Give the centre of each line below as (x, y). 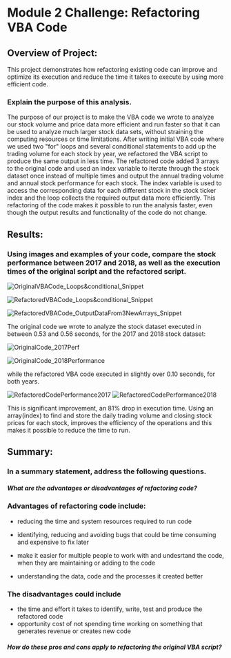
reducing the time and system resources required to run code (104, 521)
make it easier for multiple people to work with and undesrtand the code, (120, 555)
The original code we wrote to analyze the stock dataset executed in (104, 326)
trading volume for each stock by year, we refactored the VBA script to (108, 154)
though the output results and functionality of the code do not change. (107, 213)
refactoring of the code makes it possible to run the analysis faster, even (110, 205)
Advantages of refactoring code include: (77, 506)
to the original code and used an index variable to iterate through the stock (113, 169)
